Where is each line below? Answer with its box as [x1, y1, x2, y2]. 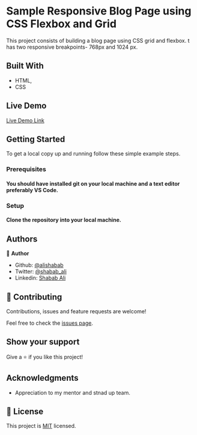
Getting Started [6, 134, 65, 144]
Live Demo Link [6, 116, 45, 124]
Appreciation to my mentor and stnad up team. [14, 389, 130, 396]
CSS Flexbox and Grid [6, 17, 117, 31]
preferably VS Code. [6, 186, 58, 193]
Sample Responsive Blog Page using [6, 4, 192, 18]
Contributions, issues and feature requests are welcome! [6, 308, 147, 315]
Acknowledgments [6, 373, 79, 383]
